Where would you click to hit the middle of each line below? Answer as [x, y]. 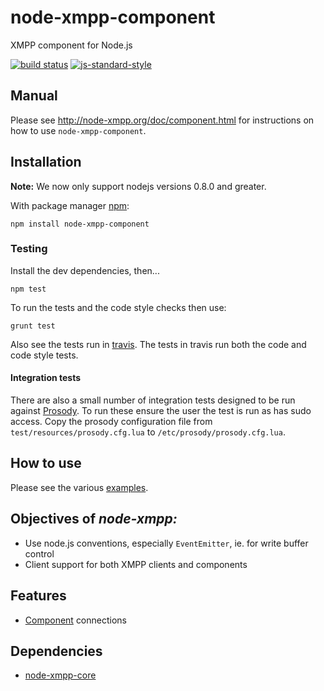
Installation [46, 162]
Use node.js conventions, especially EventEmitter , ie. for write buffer [166, 543]
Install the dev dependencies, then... [85, 270]
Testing [29, 249]
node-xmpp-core [60, 675]
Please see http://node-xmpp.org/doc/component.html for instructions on [162, 120]
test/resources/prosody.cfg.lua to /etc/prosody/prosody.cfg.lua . [148, 432]
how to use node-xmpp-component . [78, 130]
